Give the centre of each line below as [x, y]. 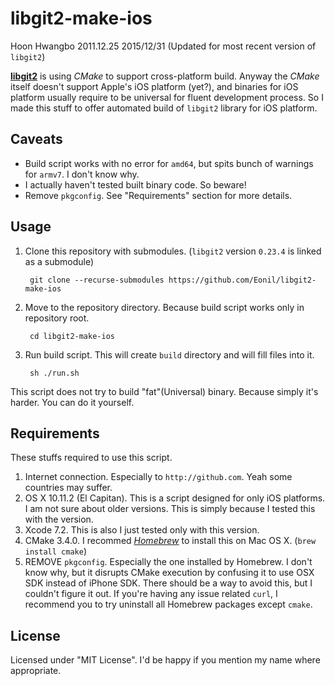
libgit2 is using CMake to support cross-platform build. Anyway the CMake [165, 76]
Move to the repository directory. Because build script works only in [164, 307]
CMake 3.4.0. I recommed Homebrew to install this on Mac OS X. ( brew [170, 541]
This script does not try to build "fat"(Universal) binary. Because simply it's [164, 391]
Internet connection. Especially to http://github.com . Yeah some [158, 477]
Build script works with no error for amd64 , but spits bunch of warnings [169, 163]
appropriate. [36, 671]
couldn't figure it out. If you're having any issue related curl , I [151, 594]
